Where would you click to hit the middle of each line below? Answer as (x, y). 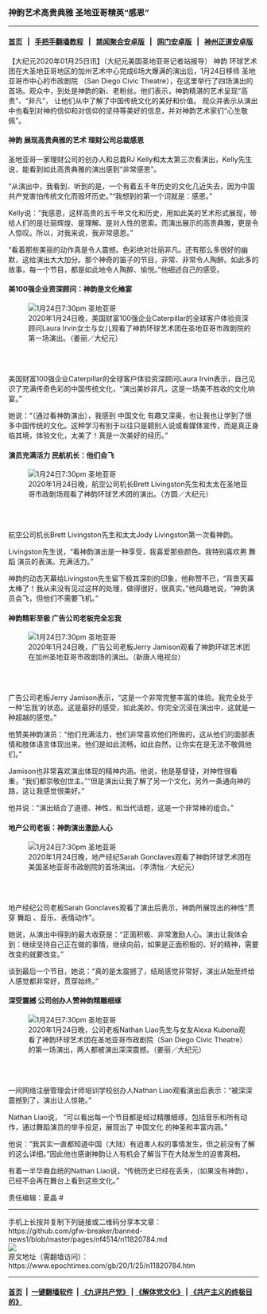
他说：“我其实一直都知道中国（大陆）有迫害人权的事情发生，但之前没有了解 (132, 1144)
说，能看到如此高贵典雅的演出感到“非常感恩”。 (85, 169)
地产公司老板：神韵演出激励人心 (60, 827)
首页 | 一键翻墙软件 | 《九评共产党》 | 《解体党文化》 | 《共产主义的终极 (127, 1292)
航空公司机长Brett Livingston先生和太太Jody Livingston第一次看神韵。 (123, 535)
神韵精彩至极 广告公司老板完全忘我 (65, 618)
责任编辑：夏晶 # (36, 1197)
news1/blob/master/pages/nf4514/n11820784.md (88, 1239)
